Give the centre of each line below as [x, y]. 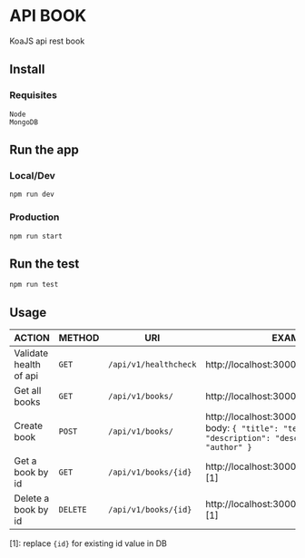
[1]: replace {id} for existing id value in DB [89, 543]
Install [27, 69]
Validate [31, 353]
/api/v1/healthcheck [152, 365]
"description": [238, 438]
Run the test [44, 264]
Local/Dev [33, 175]
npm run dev [32, 195]
